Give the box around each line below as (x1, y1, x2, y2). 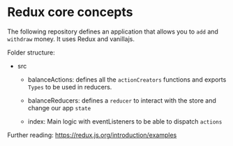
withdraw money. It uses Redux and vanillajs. (7, 34, 135, 43)
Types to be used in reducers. (27, 82, 112, 91)
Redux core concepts (7, 4, 133, 20)
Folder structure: (7, 48, 56, 57)
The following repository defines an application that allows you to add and (7, 27, 218, 36)
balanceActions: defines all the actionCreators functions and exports (27, 75, 227, 84)
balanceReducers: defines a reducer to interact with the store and (27, 96, 216, 105)
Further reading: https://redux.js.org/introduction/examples (7, 131, 177, 139)
